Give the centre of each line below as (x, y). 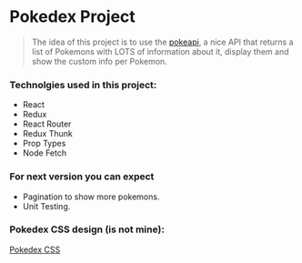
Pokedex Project (73, 17)
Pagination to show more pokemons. (91, 197)
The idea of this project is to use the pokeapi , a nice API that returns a (162, 42)
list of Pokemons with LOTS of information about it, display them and (160, 51)
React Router (47, 124)
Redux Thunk (47, 134)
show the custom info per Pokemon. (100, 61)
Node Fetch (45, 153)
